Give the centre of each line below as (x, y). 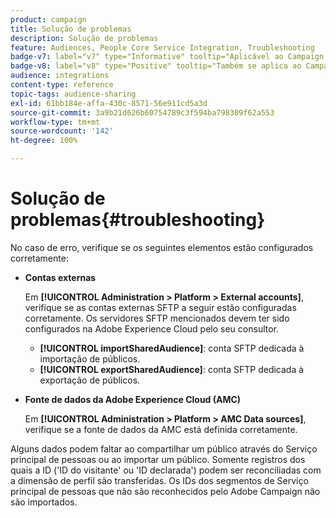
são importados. (44, 502)
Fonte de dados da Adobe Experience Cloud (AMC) (133, 399)
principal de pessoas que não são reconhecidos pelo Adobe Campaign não (165, 491)
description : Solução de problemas (84, 38)
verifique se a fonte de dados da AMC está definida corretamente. (161, 429)
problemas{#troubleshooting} (138, 220)
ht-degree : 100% (44, 141)
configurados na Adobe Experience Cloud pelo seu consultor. (152, 328)
